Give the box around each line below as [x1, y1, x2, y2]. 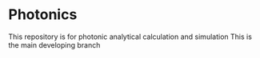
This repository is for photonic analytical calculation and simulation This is [8, 32, 252, 41]
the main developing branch [8, 40, 101, 49]
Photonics [8, 6, 78, 24]
